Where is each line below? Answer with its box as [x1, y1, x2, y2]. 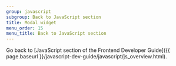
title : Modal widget [6, 19, 57, 25]
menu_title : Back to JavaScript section [6, 31, 107, 37]
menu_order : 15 [6, 25, 44, 31]
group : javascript [6, 8, 51, 15]
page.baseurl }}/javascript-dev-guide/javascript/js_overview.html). [6, 53, 167, 60]
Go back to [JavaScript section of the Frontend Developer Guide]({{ [6, 47, 170, 54]
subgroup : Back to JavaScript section [6, 14, 101, 20]
